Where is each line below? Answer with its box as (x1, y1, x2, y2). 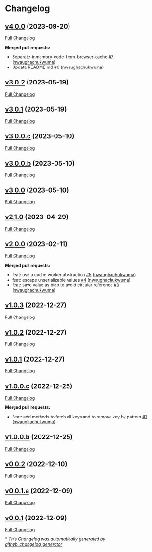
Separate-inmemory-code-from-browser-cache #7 (12, 54, 114, 60)
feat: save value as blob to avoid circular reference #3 (12, 282, 120, 288)
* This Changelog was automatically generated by (5, 536, 106, 542)
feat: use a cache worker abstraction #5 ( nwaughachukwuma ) (12, 271, 136, 277)
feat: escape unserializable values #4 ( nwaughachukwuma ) (12, 277, 131, 283)
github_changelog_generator (5, 541, 63, 547)
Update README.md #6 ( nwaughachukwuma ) (12, 64, 104, 70)
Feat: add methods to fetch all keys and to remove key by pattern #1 (12, 414, 147, 419)
